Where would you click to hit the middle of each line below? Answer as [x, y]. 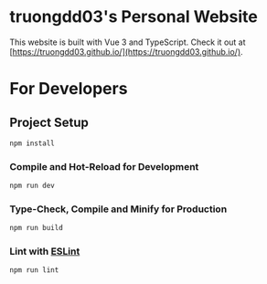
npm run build [37, 228]
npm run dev [32, 186]
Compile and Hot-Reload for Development [104, 166]
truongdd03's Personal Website [133, 17]
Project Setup [49, 122]
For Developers [69, 89]
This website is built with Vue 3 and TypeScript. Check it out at [128, 42]
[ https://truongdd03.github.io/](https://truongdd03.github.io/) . [127, 51]
